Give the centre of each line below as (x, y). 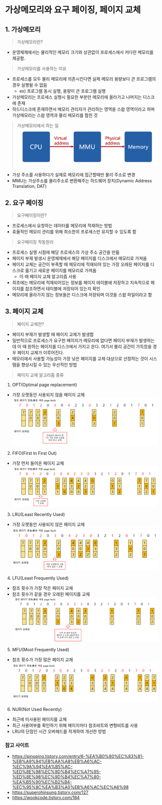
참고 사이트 (17, 745)
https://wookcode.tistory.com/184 (46, 797)
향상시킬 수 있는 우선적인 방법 (49, 365)
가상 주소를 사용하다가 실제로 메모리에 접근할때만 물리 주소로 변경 (73, 175)
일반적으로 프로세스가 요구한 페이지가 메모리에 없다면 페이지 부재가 (75, 340)
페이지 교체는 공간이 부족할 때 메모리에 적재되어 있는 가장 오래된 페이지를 (81, 264)
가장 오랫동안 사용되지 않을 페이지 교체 (48, 394)
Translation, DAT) (29, 186)
